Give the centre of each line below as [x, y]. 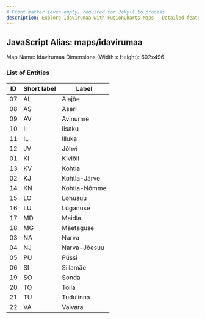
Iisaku [70, 129]
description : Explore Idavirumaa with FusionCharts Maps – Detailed [95, 18]
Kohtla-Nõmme [84, 188]
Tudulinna [76, 297]
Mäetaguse [78, 228]
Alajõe [71, 99]
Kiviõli [70, 158]
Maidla [71, 218]
